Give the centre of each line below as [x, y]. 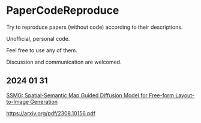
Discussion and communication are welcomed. [64, 62]
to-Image [17, 101]
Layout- [185, 95]
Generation [44, 101]
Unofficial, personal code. [38, 38]
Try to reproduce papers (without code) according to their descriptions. [94, 27]
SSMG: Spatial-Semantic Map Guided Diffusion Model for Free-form [90, 95]
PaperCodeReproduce [63, 10]
